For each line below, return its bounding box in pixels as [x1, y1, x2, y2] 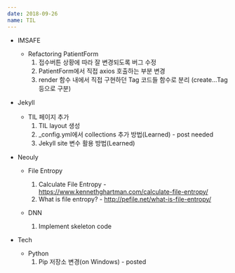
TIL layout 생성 [38, 121, 81, 129]
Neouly [17, 153, 39, 161]
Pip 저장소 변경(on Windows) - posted [38, 257, 147, 266]
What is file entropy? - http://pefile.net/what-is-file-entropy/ [38, 195, 212, 203]
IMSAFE [17, 36, 41, 44]
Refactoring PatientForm [27, 50, 99, 58]
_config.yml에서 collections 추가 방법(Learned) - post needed [38, 130, 214, 139]
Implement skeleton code [38, 222, 112, 230]
